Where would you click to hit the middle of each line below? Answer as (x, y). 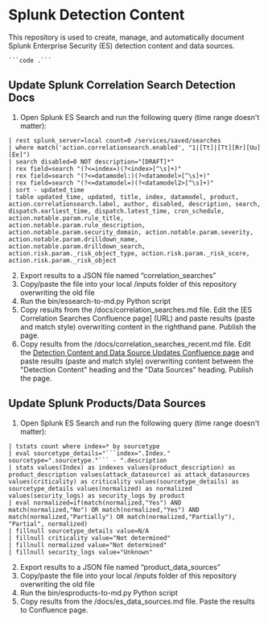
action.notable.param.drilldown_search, (77, 246)
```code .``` (30, 60)
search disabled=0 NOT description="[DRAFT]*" (95, 162)
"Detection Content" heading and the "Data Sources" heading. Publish (136, 369)
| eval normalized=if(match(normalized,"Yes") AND (95, 503)
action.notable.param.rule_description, (77, 225)
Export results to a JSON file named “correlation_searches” (118, 275)
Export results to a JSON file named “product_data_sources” (120, 567)
